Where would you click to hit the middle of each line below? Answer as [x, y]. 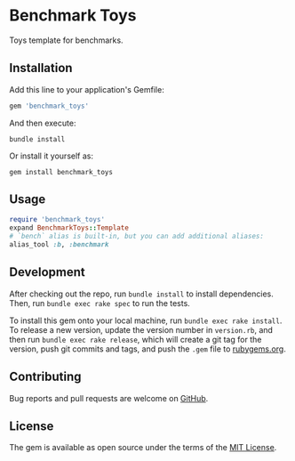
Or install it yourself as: [51, 156]
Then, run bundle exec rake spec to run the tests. [100, 303]
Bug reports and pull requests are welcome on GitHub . [109, 398]
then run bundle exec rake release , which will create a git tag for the [136, 339]
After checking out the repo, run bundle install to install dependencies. [141, 294]
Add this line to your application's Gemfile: [87, 89]
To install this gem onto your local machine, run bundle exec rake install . [146, 320]
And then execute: [43, 123]
